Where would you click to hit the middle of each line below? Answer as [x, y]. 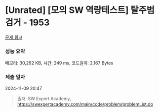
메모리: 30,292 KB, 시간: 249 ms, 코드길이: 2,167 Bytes [59, 63]
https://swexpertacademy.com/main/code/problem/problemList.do [85, 104]
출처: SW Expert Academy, [44, 98]
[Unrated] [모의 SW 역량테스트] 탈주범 [80, 10]
